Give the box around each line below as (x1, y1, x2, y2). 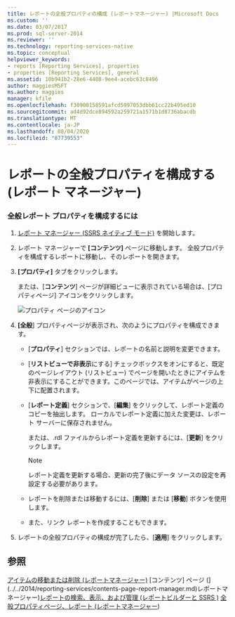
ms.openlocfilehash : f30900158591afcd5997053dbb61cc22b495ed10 (7, 102, 196, 109)
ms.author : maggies (7, 89, 65, 96)
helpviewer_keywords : (7, 56, 71, 63)
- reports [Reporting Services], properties (7, 63, 140, 70)
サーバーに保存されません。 (36, 418, 116, 427)
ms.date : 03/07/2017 (7, 23, 68, 30)
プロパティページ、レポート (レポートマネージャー (13, 602, 158, 610)
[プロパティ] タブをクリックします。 (17, 267, 122, 275)
